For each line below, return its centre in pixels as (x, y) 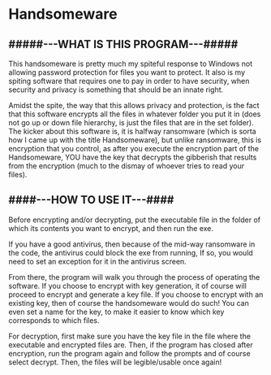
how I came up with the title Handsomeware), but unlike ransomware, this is (135, 140)
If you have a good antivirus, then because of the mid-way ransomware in (132, 244)
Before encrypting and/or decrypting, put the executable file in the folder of (135, 220)
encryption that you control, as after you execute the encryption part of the (134, 148)
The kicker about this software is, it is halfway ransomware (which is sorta (133, 131)
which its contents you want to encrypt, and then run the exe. (111, 228)
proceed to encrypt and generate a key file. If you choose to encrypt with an (136, 294)
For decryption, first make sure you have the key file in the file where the (130, 336)
